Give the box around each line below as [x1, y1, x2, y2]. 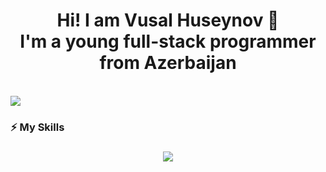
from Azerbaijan [99, 52, 237, 74]
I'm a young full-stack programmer [19, 30, 317, 53]
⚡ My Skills [10, 120, 65, 134]
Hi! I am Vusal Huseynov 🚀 [56, 9, 280, 32]
